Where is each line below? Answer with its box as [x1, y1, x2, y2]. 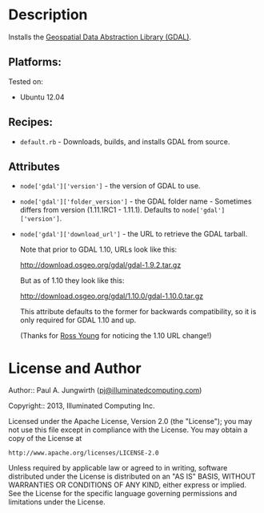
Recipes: [8, 115, 54, 129]
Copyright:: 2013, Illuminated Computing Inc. [8, 401, 155, 410]
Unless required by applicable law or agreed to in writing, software [8, 463, 228, 473]
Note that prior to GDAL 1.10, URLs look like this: [19, 244, 178, 254]
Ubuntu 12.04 [19, 92, 65, 102]
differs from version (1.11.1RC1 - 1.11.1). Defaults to [19, 205, 181, 215]
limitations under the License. [8, 497, 106, 507]
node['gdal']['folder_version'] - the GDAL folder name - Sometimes [19, 196, 252, 206]
